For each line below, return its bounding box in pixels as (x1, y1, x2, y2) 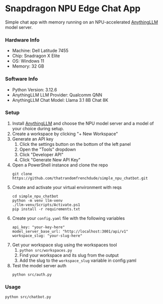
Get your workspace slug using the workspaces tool (12, 242, 117, 248)
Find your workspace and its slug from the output (19, 252, 119, 258)
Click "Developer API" (19, 151, 64, 157)
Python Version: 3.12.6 (12, 87, 57, 93)
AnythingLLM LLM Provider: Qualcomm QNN (12, 92, 102, 98)
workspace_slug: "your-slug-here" (12, 233, 82, 238)
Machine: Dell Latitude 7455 (12, 47, 69, 54)
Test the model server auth (12, 262, 67, 268)
